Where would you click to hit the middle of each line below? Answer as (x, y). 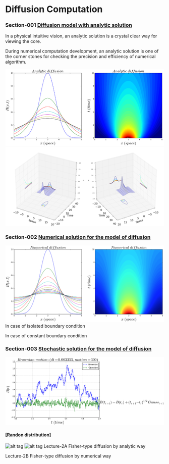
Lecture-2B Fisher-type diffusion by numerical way (58, 456)
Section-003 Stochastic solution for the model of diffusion (78, 349)
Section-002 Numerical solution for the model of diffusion (78, 237)
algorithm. (16, 62)
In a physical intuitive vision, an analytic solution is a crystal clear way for (81, 36)
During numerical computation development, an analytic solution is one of (82, 51)
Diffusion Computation (54, 9)
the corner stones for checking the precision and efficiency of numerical (80, 57)
